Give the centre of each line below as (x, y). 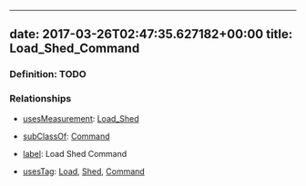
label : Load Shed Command (75, 153)
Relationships (41, 99)
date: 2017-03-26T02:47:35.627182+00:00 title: (151, 34)
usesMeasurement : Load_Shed (81, 118)
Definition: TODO (48, 74)
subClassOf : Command (66, 136)
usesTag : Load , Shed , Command (84, 171)
